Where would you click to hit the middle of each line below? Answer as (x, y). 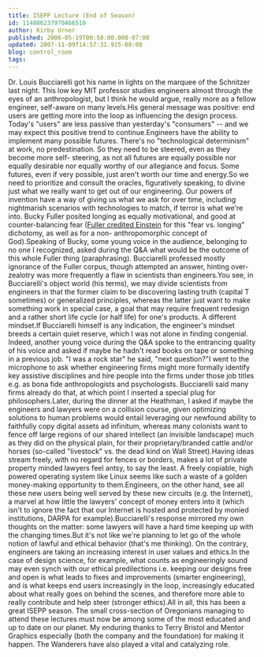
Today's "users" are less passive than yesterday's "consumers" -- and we (128, 124)
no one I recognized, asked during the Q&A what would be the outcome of (129, 250)
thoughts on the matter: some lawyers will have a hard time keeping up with (131, 527)
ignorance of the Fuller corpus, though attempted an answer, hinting (119, 266)
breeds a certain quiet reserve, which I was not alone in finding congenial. (128, 333)
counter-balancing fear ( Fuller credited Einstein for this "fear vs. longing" (126, 224)
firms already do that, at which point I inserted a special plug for (112, 392)
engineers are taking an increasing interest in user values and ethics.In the (129, 552)
